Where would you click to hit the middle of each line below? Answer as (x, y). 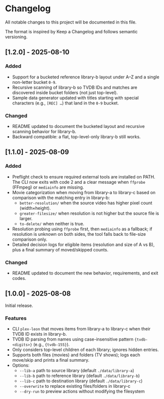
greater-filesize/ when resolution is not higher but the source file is (89, 213)
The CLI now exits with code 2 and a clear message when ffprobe (79, 182)
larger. (26, 218)
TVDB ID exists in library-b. (39, 334)
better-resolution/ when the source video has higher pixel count (86, 203)
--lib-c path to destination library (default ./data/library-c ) (81, 381)
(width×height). (35, 208)
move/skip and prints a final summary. (51, 360)
